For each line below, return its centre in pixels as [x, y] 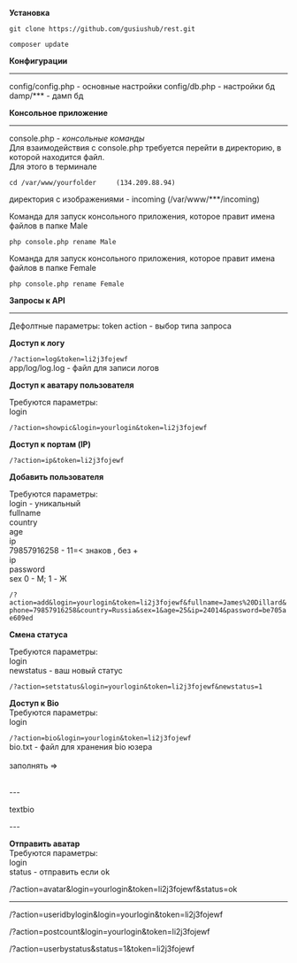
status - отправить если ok [60, 872]
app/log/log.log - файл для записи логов [84, 368]
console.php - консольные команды [77, 138]
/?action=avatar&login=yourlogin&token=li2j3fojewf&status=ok [123, 889]
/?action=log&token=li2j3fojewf [69, 359]
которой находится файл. [57, 157]
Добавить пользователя [57, 477]
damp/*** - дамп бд [46, 96]
